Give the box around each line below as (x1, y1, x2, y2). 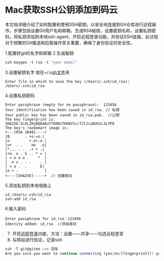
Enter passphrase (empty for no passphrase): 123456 (5, 102, 117, 107)
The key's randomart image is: (5, 125, 69, 130)
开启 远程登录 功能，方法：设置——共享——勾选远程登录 (12, 230, 123, 237)
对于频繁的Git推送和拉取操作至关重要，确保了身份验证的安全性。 (5, 40, 135, 45)
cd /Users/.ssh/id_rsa (5, 192, 51, 197)
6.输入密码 (5, 205, 26, 211)
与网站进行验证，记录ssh (12, 237, 62, 242)
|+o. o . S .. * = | (5, 151, 47, 156)
